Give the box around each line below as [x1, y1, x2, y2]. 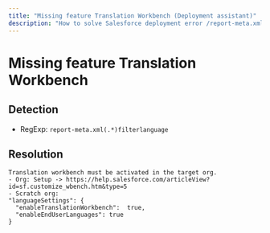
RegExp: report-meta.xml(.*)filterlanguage [19, 124, 169, 133]
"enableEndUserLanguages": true [15, 211, 125, 219]
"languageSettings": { [8, 197, 84, 205]
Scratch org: [15, 190, 59, 198]
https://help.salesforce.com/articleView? [65, 176, 211, 184]
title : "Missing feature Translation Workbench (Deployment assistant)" [8, 11, 257, 20]
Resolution [8, 147, 63, 161]
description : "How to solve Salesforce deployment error [8, 19, 203, 27]
